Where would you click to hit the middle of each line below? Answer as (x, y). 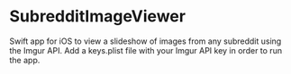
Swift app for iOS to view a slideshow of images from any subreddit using (145, 41)
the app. (25, 60)
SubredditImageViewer (98, 16)
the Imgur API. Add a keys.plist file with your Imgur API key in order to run (145, 50)
